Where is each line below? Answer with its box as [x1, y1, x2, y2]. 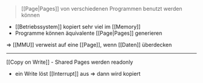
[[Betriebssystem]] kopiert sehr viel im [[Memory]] [14, 23, 141, 30]
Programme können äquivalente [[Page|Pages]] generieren [14, 29, 163, 37]
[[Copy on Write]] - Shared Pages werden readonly [6, 58, 134, 66]
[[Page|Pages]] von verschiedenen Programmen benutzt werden [21, 5, 182, 12]
